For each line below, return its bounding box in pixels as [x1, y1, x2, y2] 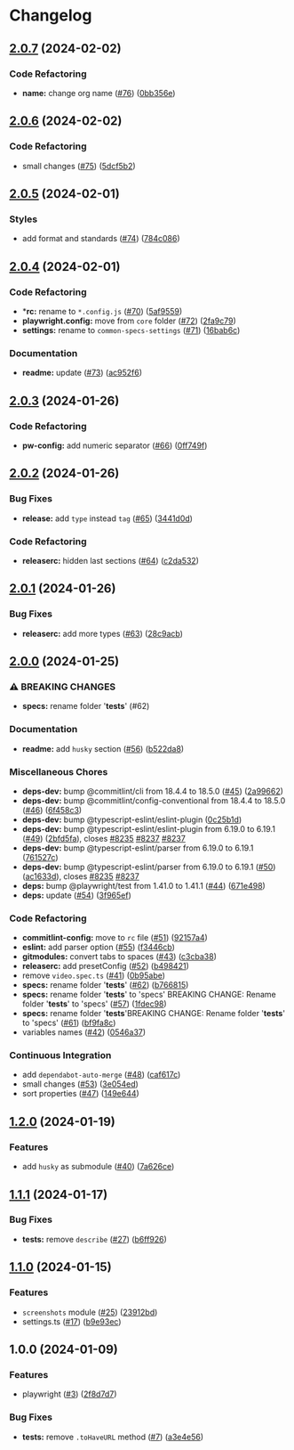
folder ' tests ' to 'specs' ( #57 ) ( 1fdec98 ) [21, 998, 167, 1009]
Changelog [9, 5, 92, 26]
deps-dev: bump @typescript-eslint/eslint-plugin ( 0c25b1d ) [21, 814, 242, 825]
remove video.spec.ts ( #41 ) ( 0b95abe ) [21, 970, 166, 981]
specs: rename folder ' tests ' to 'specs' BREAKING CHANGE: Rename [21, 990, 277, 1000]
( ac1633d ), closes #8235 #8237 [21, 870, 139, 882]
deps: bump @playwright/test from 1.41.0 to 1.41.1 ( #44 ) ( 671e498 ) [21, 880, 266, 891]
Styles [9, 213, 38, 225]
